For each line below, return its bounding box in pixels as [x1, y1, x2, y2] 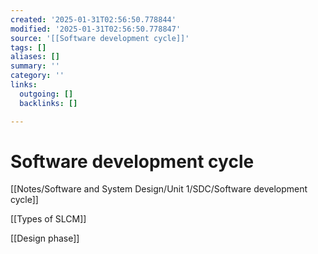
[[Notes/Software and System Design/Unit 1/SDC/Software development [10, 183, 308, 195]
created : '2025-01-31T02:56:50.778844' [10, 14, 177, 25]
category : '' [10, 71, 65, 81]
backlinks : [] [19, 98, 78, 108]
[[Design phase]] [10, 232, 80, 245]
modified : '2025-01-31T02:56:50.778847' [10, 24, 182, 34]
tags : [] [10, 42, 47, 53]
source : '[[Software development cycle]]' [10, 33, 190, 43]
